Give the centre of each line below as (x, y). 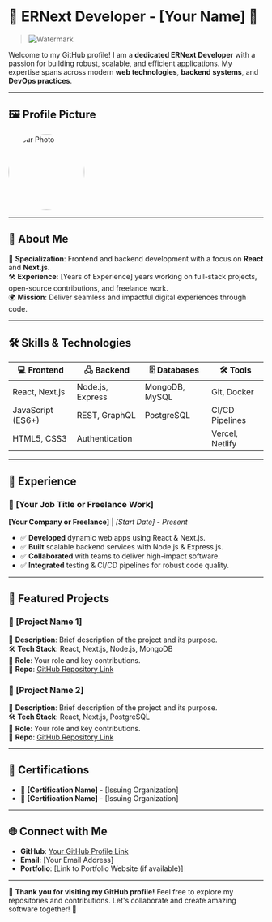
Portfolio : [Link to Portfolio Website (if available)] (102, 868)
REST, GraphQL (106, 416)
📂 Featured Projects (59, 599)
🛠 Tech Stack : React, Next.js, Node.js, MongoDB (91, 648)
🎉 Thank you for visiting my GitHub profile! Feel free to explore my (121, 891)
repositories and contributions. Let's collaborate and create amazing (122, 900)
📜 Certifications (49, 770)
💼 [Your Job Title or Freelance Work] (81, 504)
